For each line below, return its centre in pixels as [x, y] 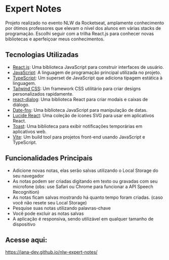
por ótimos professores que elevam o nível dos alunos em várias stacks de [83, 28]
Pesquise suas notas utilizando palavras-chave [62, 208]
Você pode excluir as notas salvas [48, 213]
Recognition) [26, 192]
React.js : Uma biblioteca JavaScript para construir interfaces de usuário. [88, 67]
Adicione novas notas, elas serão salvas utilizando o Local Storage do [85, 170]
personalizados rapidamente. [43, 94]
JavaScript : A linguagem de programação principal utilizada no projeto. [87, 72]
